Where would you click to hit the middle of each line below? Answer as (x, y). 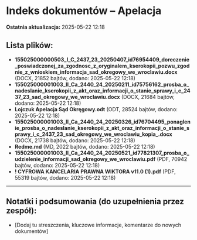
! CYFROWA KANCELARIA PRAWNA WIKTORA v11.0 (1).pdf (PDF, (95, 172)
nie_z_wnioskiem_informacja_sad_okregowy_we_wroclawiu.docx (96, 72)
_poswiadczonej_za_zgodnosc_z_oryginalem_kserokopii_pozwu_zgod (102, 66)
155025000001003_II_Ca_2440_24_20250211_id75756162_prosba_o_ (102, 84)
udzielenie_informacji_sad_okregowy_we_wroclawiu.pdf (85, 159)
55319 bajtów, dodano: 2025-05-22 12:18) (65, 177)
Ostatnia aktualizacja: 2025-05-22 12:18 (56, 27)
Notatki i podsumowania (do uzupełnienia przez (95, 202)
